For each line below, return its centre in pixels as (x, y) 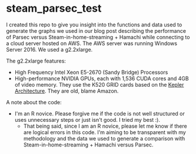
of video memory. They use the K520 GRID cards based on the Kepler (99, 84)
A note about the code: (34, 102)
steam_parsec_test (54, 8)
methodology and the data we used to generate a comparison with (104, 138)
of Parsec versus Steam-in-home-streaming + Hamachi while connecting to (98, 37)
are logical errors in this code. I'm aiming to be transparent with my (105, 132)
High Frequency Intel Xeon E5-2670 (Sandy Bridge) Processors (91, 72)
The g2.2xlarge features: (36, 61)
